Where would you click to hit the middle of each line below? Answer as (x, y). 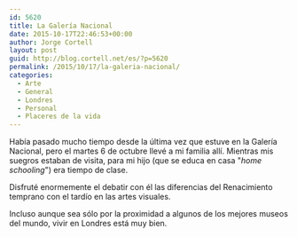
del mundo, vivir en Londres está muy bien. (88, 224)
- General (35, 91)
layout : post (33, 51)
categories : (31, 75)
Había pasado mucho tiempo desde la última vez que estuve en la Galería (143, 142)
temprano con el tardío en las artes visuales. (90, 197)
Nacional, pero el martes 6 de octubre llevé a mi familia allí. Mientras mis (141, 151)
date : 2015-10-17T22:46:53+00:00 (71, 34)
